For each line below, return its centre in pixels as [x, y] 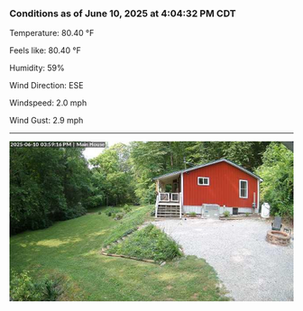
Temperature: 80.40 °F [52, 33]
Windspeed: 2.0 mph [48, 103]
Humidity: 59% [37, 68]
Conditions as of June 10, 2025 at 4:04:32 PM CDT [123, 14]
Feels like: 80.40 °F [45, 50]
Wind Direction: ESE [46, 86]
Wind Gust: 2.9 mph [46, 121]
